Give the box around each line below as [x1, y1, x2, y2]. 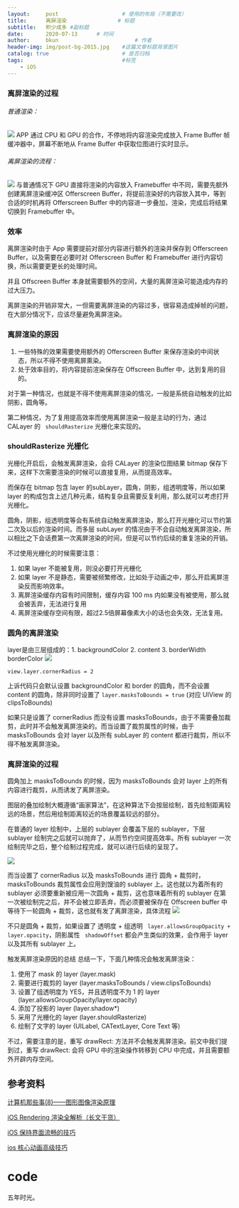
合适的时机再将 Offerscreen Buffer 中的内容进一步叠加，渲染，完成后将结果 [7, 198, 228, 206]
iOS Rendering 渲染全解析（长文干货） [7, 1113, 120, 1122]
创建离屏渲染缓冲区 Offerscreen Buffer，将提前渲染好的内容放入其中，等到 [7, 189, 226, 198]
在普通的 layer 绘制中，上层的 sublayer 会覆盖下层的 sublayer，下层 [7, 825, 206, 834]
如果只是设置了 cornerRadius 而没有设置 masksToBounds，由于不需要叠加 [7, 713, 225, 722]
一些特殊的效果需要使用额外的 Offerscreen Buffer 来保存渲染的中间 [17, 347, 213, 356]
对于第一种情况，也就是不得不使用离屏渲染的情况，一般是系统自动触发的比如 [7, 389, 232, 397]
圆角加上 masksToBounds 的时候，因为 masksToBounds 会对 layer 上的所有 [7, 777, 228, 785]
